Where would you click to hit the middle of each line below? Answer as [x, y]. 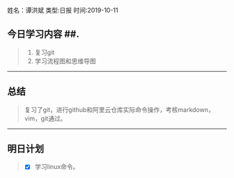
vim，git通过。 [45, 118]
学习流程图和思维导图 [65, 60]
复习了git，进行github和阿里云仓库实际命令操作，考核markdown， [119, 109]
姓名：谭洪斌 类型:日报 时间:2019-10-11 [63, 10]
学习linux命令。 [57, 167]
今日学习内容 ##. [44, 34]
